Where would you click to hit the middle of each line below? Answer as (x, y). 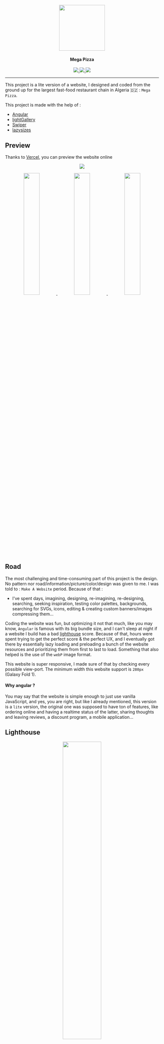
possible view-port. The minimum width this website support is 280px (74, 669)
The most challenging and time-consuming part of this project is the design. (82, 578)
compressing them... (33, 614)
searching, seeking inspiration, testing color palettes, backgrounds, (80, 604)
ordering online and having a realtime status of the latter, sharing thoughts (80, 712)
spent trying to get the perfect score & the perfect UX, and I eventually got (80, 639)
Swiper (19, 125)
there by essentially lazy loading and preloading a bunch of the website (77, 644)
